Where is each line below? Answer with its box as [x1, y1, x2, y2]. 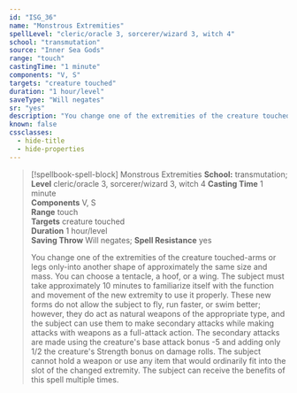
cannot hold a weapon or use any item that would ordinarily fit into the [30, 355, 286, 366]
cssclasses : [9, 128, 53, 137]
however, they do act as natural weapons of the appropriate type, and [30, 308, 286, 319]
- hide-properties [17, 144, 86, 153]
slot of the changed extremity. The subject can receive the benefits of [30, 365, 286, 375]
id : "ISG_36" [9, 12, 57, 22]
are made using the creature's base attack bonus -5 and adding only [30, 336, 281, 347]
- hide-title [17, 136, 65, 145]
